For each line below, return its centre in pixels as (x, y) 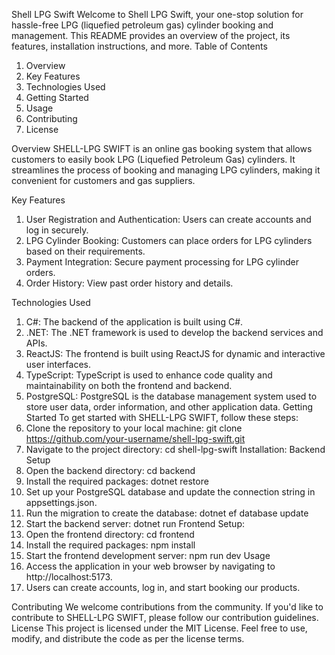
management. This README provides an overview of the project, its (151, 35)
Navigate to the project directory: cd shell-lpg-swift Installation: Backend (175, 449)
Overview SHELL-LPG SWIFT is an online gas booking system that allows (162, 148)
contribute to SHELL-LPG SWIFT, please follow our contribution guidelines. (165, 617)
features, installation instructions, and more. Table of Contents (139, 46)
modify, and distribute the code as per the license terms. (128, 638)
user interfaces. (58, 364)
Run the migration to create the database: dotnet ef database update (167, 513)
